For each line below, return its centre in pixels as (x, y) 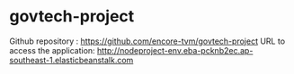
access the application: (53, 50)
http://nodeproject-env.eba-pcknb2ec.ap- (175, 50)
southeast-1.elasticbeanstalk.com (71, 60)
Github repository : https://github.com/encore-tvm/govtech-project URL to (147, 41)
